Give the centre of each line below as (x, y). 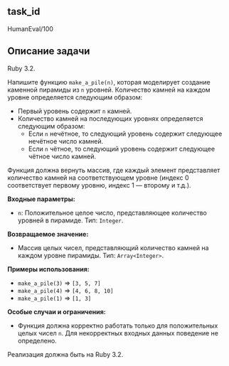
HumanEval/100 (30, 28)
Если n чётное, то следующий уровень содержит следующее (122, 149)
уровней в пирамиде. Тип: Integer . (70, 220)
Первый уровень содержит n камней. (75, 111)
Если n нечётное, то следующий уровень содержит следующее (125, 134)
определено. (37, 340)
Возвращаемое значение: (48, 234)
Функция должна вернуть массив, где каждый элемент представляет (114, 170)
